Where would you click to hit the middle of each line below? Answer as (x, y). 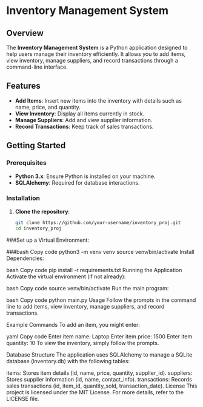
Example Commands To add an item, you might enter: (73, 324)
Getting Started (36, 145)
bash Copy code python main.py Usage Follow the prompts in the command (101, 300)
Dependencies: (25, 258)
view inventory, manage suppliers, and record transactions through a (92, 60)
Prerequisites (26, 163)
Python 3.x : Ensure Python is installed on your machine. (85, 176)
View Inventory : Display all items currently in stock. (80, 114)
